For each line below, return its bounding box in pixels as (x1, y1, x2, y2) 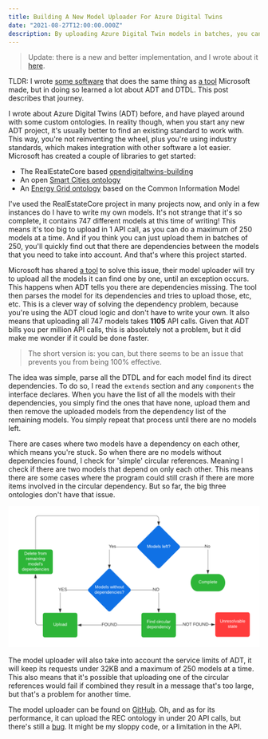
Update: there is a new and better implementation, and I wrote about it (27, 53, 258, 62)
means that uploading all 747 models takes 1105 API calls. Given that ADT (8, 316, 250, 326)
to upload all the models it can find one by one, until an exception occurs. (8, 274, 250, 283)
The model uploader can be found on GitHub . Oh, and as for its (8, 705, 215, 714)
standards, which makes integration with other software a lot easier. (8, 143, 231, 152)
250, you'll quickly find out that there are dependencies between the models (8, 242, 259, 251)
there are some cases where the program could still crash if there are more (8, 473, 255, 483)
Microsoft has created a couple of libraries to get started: (8, 152, 196, 161)
